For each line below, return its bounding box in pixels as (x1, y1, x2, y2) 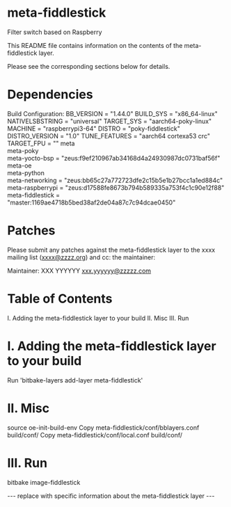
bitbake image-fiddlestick (7, 478, 81, 486)
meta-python (7, 168, 45, 177)
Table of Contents (7, 291, 113, 307)
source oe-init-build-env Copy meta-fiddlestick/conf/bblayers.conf (7, 423, 200, 432)
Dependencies (7, 87, 93, 102)
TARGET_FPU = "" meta (7, 139, 75, 147)
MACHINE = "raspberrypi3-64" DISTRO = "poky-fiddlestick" (7, 124, 181, 133)
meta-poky (7, 146, 39, 154)
